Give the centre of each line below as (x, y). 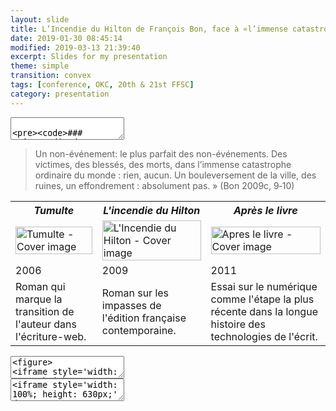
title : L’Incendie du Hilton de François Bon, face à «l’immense (149, 29)
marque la (39, 299)
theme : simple (40, 66)
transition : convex (51, 76)
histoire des (238, 324)
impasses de (131, 305)
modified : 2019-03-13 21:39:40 (75, 47)
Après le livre (265, 210)
